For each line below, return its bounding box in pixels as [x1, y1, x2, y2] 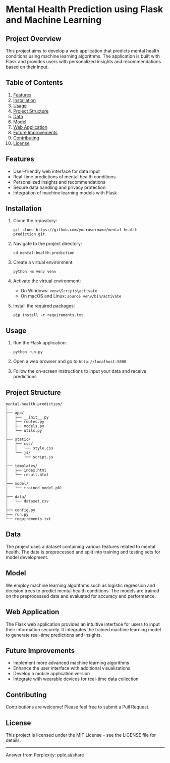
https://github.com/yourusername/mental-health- [35, 227, 140, 233]
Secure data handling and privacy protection [13, 184, 106, 190]
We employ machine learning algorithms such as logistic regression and [6, 582, 155, 588]
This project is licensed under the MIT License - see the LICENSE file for [6, 732, 156, 738]
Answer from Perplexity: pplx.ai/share [6, 751, 85, 758]
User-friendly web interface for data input [13, 168, 100, 174]
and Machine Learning [6, 14, 102, 26]
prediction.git [13, 232, 45, 237]
